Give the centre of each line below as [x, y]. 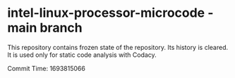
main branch [45, 28]
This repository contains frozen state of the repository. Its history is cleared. [117, 47]
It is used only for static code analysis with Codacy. [82, 55]
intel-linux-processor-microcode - [110, 13]
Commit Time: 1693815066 [47, 68]
